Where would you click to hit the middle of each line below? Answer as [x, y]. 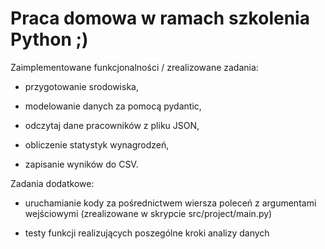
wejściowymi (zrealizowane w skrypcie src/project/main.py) [148, 213]
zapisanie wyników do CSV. [81, 164]
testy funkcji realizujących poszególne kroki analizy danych [147, 233]
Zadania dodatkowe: [52, 183]
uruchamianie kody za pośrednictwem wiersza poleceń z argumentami [170, 203]
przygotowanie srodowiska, [81, 86]
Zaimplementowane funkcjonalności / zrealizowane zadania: [134, 67]
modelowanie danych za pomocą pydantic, [113, 106]
